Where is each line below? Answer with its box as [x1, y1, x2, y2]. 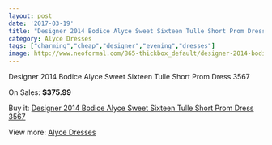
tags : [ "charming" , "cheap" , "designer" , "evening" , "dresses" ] [8, 42, 216, 50]
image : [8, 49, 31, 58]
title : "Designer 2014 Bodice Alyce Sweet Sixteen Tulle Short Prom [8, 27, 244, 35]
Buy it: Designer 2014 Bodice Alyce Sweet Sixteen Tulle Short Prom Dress [8, 103, 254, 113]
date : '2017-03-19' [8, 19, 74, 28]
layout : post [8, 11, 53, 20]
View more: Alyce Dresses [8, 127, 96, 137]
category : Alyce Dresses [8, 34, 92, 43]
